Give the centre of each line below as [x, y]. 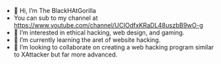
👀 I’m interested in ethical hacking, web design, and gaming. [99, 32]
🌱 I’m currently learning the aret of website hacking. [87, 40]
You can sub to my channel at [56, 18]
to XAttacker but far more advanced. [65, 54]
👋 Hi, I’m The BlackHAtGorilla [55, 11]
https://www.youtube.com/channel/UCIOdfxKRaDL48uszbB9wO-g [108, 25]
